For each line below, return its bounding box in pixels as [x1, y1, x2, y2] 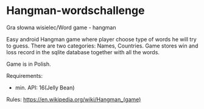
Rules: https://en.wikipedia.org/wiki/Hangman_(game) [6, 96, 141, 103]
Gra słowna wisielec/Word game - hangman [6, 24, 116, 31]
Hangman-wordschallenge [6, 4, 145, 18]
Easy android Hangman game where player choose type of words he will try [6, 35, 197, 43]
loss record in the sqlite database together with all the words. [6, 48, 160, 55]
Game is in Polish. [6, 60, 51, 68]
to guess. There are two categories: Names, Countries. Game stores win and [6, 42, 199, 49]
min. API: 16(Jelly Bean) [15, 83, 75, 91]
